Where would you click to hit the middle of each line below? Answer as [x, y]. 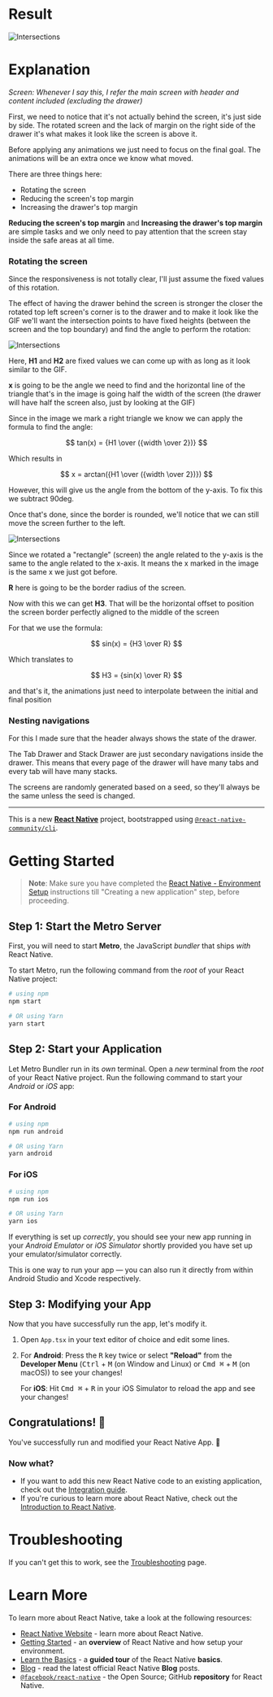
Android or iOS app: [41, 1086]
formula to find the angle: [51, 427]
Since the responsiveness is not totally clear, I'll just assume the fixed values [136, 279]
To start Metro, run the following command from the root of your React [126, 970]
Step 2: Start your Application [85, 1050]
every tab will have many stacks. [63, 772]
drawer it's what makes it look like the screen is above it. [103, 133]
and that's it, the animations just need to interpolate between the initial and [133, 691]
